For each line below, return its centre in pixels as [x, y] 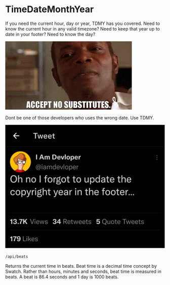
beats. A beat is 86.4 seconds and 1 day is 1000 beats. [62, 277]
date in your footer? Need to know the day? [50, 34]
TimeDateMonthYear [50, 9]
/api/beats [17, 257]
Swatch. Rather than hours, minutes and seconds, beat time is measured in [83, 271]
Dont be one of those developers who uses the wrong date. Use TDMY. [80, 117]
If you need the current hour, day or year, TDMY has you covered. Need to [83, 23]
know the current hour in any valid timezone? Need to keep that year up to [83, 28]
